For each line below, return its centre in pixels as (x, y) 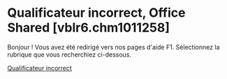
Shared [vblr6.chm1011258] (88, 28)
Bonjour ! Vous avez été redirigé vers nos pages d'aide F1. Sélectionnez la (113, 47)
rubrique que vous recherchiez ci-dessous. (69, 55)
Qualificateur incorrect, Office (96, 13)
